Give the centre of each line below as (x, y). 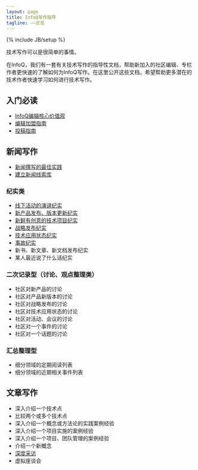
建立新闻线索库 (33, 174)
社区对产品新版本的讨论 (44, 296)
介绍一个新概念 (33, 446)
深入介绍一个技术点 (38, 408)
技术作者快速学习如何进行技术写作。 (51, 80)
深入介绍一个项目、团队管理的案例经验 (62, 438)
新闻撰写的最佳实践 (38, 167)
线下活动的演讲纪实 (38, 205)
